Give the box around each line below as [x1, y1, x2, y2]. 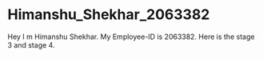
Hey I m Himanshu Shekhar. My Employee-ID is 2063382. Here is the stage [7, 32, 255, 41]
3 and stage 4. [7, 40, 55, 49]
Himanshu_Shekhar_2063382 [7, 6, 210, 24]
